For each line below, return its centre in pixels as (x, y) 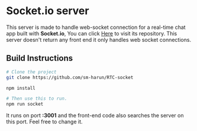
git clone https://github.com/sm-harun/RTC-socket (70, 77)
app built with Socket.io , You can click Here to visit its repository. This (92, 33)
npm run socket (25, 104)
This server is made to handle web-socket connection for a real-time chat (96, 27)
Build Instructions (40, 58)
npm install (21, 88)
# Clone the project (32, 72)
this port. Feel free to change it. (44, 122)
